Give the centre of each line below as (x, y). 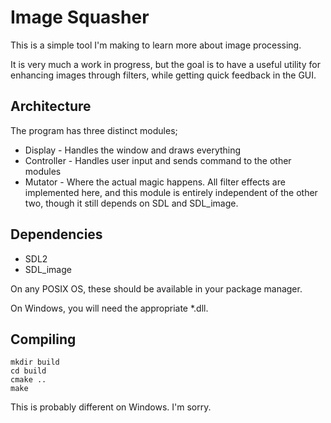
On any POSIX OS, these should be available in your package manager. (156, 288)
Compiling (43, 339)
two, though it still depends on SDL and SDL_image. (131, 203)
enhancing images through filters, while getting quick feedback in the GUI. (163, 75)
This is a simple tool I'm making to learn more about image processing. (156, 45)
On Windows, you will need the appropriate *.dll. (109, 308)
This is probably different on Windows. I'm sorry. (111, 407)
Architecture (51, 106)
